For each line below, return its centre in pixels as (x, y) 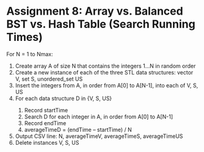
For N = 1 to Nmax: (30, 54)
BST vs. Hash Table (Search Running (101, 24)
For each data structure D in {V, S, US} (64, 98)
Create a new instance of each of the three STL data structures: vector (104, 72)
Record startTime (46, 110)
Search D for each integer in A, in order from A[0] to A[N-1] (98, 117)
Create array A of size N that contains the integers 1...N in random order (105, 66)
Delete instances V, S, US (47, 142)
